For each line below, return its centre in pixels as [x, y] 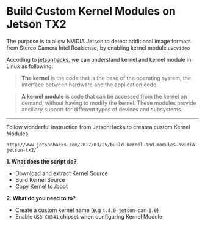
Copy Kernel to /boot [41, 186]
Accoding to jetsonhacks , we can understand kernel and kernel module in [99, 59]
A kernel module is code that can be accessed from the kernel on [104, 96]
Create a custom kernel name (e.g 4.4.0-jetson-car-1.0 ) [87, 210]
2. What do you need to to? [41, 198]
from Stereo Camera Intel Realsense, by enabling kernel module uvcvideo [98, 48]
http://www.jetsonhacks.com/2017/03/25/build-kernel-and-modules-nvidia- [102, 145]
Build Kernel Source [40, 179]
